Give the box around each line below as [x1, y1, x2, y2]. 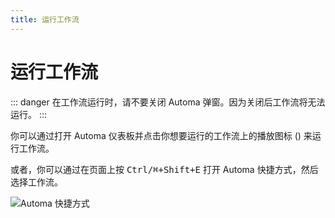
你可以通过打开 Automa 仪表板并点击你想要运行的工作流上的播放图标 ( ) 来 [10, 129, 313, 141]
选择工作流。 [10, 176, 63, 188]
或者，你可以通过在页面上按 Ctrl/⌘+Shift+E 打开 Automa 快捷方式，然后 [10, 163, 319, 175]
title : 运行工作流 [10, 14, 80, 25]
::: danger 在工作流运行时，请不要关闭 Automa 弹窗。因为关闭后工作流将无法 [10, 96, 326, 108]
